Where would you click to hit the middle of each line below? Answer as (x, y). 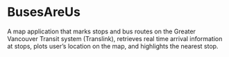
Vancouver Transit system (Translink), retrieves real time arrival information (115, 38)
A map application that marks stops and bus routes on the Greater (102, 31)
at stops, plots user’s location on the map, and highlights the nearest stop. (113, 46)
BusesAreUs (44, 12)
